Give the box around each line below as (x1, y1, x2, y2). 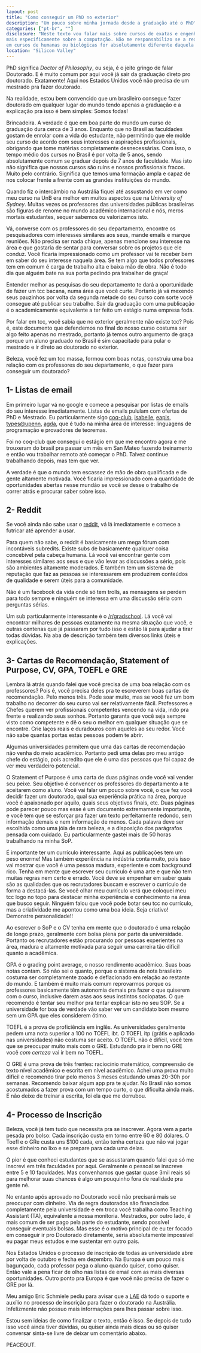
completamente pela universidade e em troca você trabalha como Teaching (6, 1206, 193, 1213)
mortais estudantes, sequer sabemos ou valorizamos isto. (6, 213, 149, 220)
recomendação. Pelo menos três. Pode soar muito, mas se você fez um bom (6, 693, 194, 700)
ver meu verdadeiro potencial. (6, 762, 80, 769)
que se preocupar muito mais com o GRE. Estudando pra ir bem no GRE (6, 1043, 182, 1050)
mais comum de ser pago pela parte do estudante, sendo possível (6, 1218, 169, 1226)
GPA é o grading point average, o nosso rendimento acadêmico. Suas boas (6, 961, 191, 968)
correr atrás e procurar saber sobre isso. (6, 487, 106, 495)
